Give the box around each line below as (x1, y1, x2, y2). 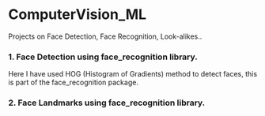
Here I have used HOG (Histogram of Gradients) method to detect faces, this (8, 69, 258, 79)
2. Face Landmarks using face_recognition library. (8, 97, 206, 108)
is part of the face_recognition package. (8, 77, 138, 88)
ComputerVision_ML (8, 6, 147, 24)
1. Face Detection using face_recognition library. (8, 51, 198, 62)
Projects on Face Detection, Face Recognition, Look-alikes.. (8, 32, 203, 41)
